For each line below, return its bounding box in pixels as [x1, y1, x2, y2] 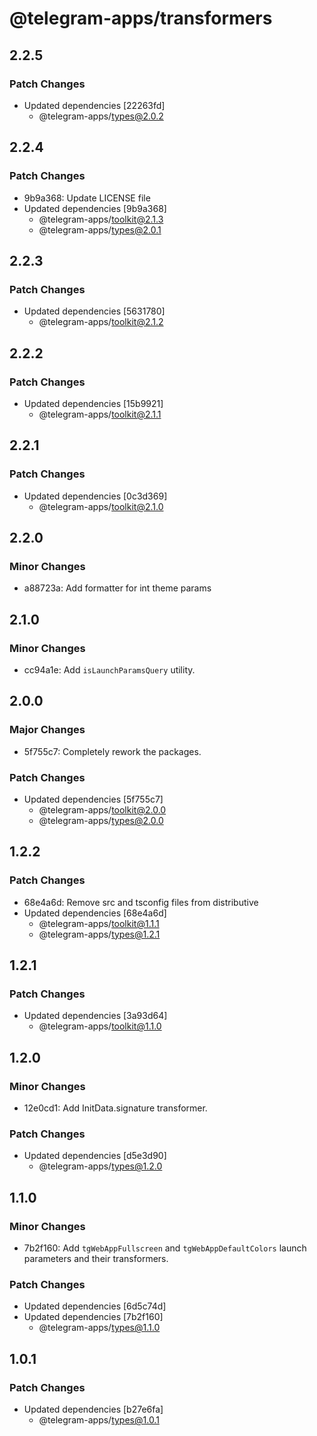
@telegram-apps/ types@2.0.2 [38, 110, 164, 122]
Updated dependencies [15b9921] [23, 397, 164, 409]
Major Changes [9, 723, 86, 737]
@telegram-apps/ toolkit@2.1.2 [38, 316, 164, 328]
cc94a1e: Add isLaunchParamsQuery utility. [23, 664, 196, 676]
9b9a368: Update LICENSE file [23, 192, 151, 204]
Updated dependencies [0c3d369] [23, 490, 168, 502]
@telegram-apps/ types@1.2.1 [38, 928, 161, 940]
